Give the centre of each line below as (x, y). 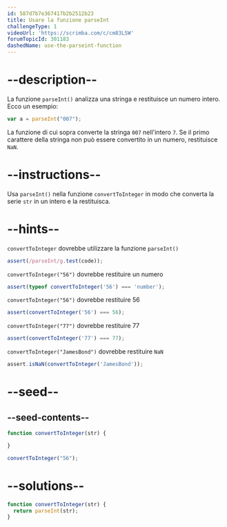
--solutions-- (46, 486)
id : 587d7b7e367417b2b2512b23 (51, 13)
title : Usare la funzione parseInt (58, 20)
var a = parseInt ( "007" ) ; (44, 119)
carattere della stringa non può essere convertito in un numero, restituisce (112, 140)
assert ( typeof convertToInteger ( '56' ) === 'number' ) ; (86, 287)
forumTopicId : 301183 (38, 39)
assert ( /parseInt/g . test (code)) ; (55, 261)
